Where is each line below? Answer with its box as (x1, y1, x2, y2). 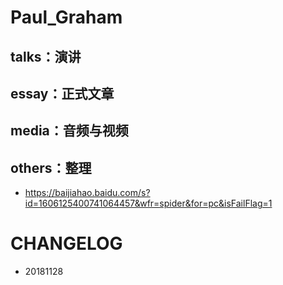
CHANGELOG (10, 232, 123, 255)
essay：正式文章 (10, 85, 115, 102)
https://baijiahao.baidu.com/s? (24, 187, 151, 199)
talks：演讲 (10, 48, 82, 65)
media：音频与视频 (10, 122, 129, 140)
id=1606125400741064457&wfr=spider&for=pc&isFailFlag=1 (24, 197, 273, 210)
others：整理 (10, 159, 92, 176)
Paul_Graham (10, 6, 123, 29)
